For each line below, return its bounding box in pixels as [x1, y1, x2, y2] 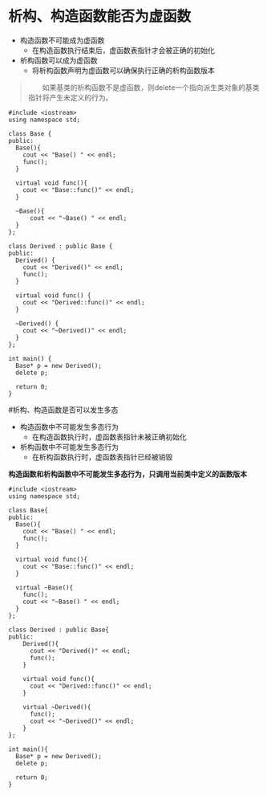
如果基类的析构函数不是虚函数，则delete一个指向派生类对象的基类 [42, 82, 260, 92]
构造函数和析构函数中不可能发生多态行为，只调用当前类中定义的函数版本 [8, 469, 247, 479]
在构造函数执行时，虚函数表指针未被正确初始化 [31, 431, 187, 442]
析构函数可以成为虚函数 [19, 55, 98, 65]
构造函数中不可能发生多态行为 [19, 422, 119, 431]
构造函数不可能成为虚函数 [19, 35, 105, 45]
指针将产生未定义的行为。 [27, 92, 113, 102]
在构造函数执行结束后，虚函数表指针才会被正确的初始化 [31, 45, 215, 55]
